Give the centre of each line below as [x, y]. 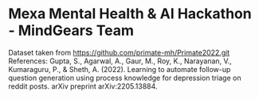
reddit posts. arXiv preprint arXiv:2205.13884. [83, 86]
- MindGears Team [71, 30]
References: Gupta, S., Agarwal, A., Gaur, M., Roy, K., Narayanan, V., [120, 61]
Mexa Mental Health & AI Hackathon [130, 14]
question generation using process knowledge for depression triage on [125, 78]
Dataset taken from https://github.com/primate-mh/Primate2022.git [119, 52]
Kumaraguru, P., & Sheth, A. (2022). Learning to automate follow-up [120, 69]
